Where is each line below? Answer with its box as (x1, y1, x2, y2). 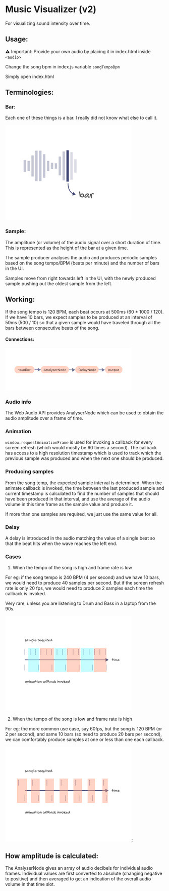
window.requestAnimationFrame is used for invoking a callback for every (5, 439, 153, 445)
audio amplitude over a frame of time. (5, 415, 83, 421)
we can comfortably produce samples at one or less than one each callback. (5, 737, 164, 743)
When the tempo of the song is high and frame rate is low (12, 565, 132, 571)
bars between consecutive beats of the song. (5, 325, 100, 331)
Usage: (5, 35, 29, 44)
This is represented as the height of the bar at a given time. (5, 245, 128, 251)
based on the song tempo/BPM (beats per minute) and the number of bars (5, 260, 160, 266)
